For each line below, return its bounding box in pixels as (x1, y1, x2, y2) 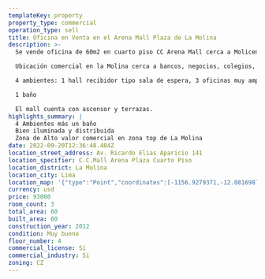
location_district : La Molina (8, 163, 108, 172)
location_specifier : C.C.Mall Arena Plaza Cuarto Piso (8, 156, 192, 164)
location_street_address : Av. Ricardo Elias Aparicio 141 (8, 149, 203, 157)
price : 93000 (8, 193, 51, 201)
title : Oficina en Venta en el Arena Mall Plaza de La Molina (8, 33, 217, 42)
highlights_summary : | (8, 112, 83, 121)
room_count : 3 (8, 200, 55, 209)
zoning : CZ (8, 259, 44, 267)
